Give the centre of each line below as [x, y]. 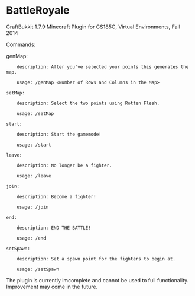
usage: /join [33, 207]
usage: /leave [34, 176]
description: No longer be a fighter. [64, 165]
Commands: [21, 44]
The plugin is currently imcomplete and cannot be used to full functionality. [97, 280]
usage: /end [31, 238]
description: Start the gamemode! [59, 134]
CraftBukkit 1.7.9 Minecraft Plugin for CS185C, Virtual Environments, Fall [93, 27]
